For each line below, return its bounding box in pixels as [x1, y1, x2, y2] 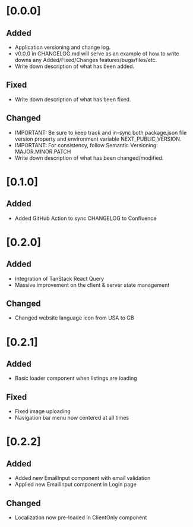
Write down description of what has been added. [14, 63, 135, 70]
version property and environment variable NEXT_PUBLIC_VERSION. [14, 135, 182, 142]
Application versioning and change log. [14, 44, 111, 51]
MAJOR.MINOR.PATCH [14, 148, 71, 155]
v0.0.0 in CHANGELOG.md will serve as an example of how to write [14, 50, 179, 57]
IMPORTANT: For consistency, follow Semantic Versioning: [14, 141, 159, 148]
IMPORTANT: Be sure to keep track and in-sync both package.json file [14, 129, 187, 136]
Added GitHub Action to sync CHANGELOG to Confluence [14, 215, 157, 222]
